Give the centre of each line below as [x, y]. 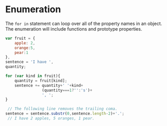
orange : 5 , [25, 48]
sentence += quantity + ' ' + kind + [49, 85]
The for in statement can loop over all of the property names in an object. [84, 23]
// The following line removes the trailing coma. [62, 109]
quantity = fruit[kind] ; [41, 81]
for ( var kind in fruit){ [33, 76]
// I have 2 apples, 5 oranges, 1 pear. [51, 118]
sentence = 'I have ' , [29, 62]
